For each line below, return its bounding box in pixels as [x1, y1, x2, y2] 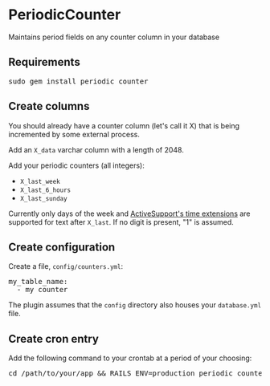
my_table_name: [8, 277, 68, 286]
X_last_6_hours [19, 186, 72, 194]
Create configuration [8, 240, 116, 254]
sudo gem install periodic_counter [8, 76, 149, 86]
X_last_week [19, 177, 60, 185]
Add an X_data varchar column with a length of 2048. [8, 144, 185, 154]
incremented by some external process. [8, 129, 141, 139]
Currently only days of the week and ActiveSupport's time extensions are [8, 209, 251, 218]
